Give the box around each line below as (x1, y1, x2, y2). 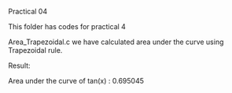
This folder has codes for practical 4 (8, 22, 126, 31)
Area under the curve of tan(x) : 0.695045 (8, 76, 144, 85)
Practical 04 (8, 7, 48, 16)
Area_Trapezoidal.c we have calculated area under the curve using (8, 37, 224, 46)
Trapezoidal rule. (8, 46, 63, 54)
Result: (8, 61, 31, 70)
